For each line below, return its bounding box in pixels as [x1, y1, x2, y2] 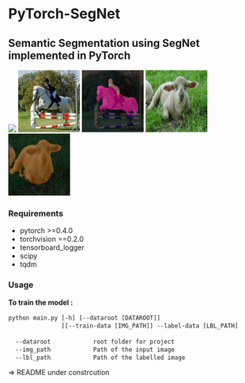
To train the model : [8, 297, 73, 307]
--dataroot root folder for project [15, 338, 175, 346]
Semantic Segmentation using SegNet [8, 36, 200, 50]
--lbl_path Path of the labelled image [15, 354, 186, 362]
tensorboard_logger [19, 243, 85, 252]
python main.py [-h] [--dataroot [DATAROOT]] [8, 314, 160, 322]
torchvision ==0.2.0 [19, 235, 85, 244]
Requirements [8, 208, 64, 219]
